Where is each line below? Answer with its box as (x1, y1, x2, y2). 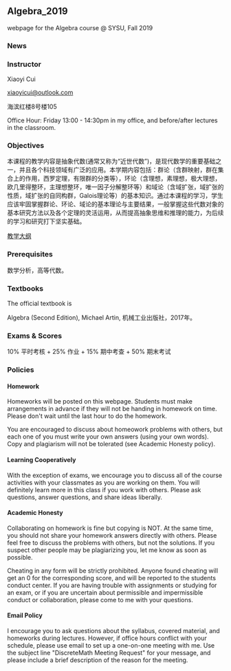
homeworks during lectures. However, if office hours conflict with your (7, 634, 208, 642)
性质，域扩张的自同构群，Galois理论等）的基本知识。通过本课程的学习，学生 (7, 192, 223, 200)
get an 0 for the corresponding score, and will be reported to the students (7, 573, 217, 582)
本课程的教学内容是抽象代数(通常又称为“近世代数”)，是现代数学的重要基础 (7, 157, 216, 166)
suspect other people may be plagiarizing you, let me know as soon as (7, 546, 207, 554)
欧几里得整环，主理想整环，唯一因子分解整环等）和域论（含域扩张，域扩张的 (7, 183, 224, 191)
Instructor (7, 59, 41, 69)
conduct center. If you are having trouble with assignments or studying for (7, 581, 217, 589)
